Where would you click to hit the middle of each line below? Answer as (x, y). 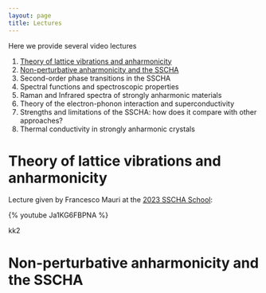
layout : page (30, 16)
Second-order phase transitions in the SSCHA (95, 78)
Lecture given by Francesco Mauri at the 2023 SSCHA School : (111, 200)
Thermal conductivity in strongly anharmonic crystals (107, 129)
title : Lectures (35, 23)
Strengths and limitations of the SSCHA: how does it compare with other (138, 111)
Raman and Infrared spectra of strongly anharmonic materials (121, 95)
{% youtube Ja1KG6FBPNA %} (59, 215)
